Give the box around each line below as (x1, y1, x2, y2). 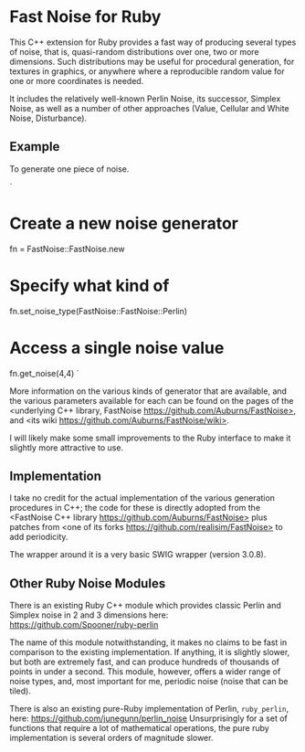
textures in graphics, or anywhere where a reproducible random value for (9, 66, 285, 77)
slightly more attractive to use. (9, 441, 124, 453)
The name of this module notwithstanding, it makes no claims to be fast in (9, 637, 288, 648)
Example (9, 139, 60, 154)
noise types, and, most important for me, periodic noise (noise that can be (9, 676, 289, 687)
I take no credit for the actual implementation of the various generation (9, 493, 276, 503)
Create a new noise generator (9, 213, 239, 234)
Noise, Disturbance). (9, 112, 88, 123)
